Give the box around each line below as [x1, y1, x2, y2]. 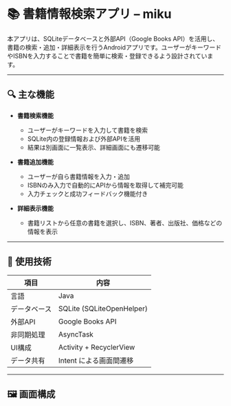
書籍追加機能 [16, 157, 54, 166]
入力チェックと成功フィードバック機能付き [27, 190, 148, 198]
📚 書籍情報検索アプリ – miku [7, 6, 172, 22]
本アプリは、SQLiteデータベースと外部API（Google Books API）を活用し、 [7, 34, 219, 43]
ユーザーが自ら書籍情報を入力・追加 [27, 172, 131, 181]
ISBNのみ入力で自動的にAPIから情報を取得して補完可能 [27, 181, 184, 189]
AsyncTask [58, 329, 94, 339]
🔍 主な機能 [7, 89, 55, 100]
